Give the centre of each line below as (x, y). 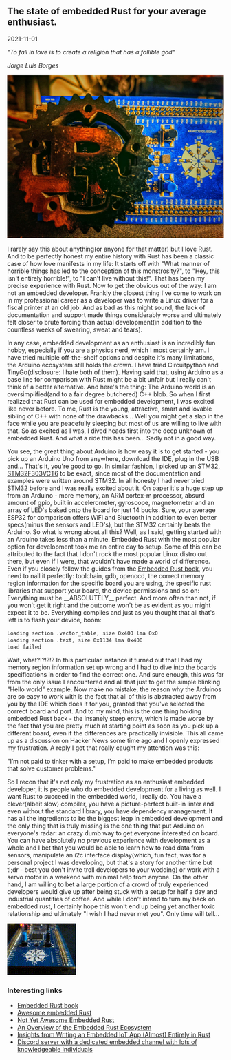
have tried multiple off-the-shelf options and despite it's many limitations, (111, 357)
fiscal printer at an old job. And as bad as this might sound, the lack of (106, 307)
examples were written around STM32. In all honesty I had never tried (106, 480)
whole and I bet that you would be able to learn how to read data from (106, 848)
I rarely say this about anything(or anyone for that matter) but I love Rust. (110, 249)
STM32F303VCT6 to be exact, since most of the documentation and (104, 473)
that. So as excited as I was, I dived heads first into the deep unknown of (110, 431)
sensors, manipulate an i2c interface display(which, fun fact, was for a (107, 855)
